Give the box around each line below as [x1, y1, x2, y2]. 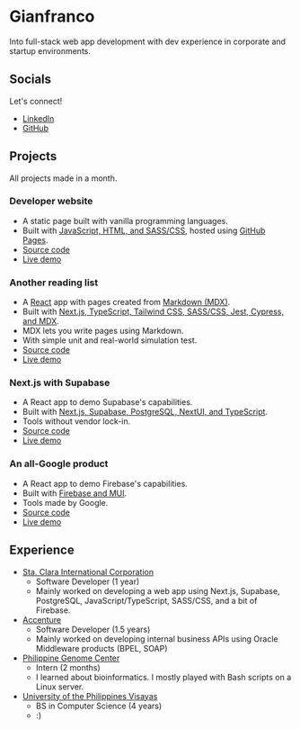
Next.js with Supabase [9, 376, 110, 389]
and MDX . [22, 316, 60, 327]
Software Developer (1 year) [35, 576, 140, 587]
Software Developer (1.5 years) [35, 624, 151, 634]
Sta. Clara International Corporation [22, 566, 154, 577]
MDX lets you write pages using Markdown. [22, 326, 184, 337]
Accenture [22, 614, 61, 625]
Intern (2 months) [35, 661, 101, 672]
